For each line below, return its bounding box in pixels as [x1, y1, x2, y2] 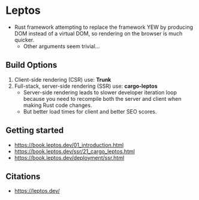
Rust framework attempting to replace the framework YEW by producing [14, 23, 193, 31]
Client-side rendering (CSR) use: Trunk [14, 76, 111, 83]
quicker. [14, 36, 34, 43]
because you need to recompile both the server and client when [23, 95, 182, 102]
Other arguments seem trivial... [23, 43, 100, 50]
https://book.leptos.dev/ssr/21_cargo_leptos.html [14, 148, 135, 155]
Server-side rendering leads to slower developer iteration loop [23, 88, 177, 96]
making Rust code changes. [23, 102, 92, 109]
